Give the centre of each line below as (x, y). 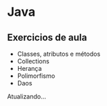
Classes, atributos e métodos (59, 54)
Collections (33, 61)
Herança (29, 68)
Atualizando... (27, 96)
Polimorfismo (36, 76)
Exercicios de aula (47, 38)
